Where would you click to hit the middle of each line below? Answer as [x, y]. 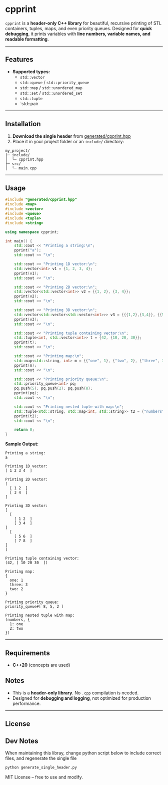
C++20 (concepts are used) [41, 665]
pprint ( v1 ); [26, 273]
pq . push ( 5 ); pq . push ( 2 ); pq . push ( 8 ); [53, 388]
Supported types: [31, 72]
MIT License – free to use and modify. [44, 777]
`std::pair [29, 103]
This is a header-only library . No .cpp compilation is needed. [75, 693]
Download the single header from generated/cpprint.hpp [71, 136]
